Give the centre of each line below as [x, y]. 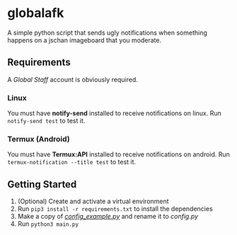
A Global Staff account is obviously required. [73, 79]
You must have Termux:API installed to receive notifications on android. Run [118, 154]
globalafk [36, 13]
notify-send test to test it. [46, 121]
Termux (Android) [39, 139]
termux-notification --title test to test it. [72, 162]
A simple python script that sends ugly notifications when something [107, 33]
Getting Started [42, 184]
